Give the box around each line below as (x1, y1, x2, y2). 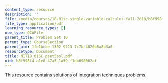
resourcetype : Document (5, 49, 55, 54)
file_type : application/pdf (5, 21, 64, 26)
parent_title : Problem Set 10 (5, 35, 68, 40)
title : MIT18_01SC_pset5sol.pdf (5, 53, 72, 59)
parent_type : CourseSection (5, 40, 64, 45)
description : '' (5, 12, 39, 17)
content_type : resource (5, 7, 55, 12)
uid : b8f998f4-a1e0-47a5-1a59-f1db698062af (5, 58, 97, 63)
